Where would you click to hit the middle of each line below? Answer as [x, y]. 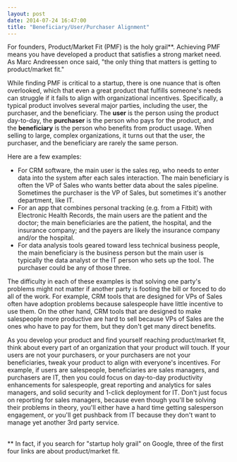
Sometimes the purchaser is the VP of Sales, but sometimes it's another [122, 193]
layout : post [26, 14]
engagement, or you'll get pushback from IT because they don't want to [112, 415]
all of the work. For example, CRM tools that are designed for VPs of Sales [115, 296]
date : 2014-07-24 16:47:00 [47, 20]
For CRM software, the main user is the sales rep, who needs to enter [118, 171]
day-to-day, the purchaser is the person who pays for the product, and [111, 121]
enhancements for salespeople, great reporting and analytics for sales [109, 385]
